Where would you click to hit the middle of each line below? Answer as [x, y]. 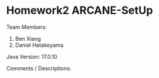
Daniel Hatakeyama [39, 45]
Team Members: [27, 27]
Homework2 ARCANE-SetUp [79, 10]
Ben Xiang [28, 38]
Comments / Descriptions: [39, 68]
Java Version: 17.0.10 [32, 56]
